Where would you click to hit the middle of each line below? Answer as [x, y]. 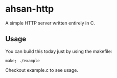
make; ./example [22, 61]
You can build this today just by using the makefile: [59, 51]
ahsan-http [30, 9]
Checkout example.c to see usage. [42, 70]
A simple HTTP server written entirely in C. [50, 23]
